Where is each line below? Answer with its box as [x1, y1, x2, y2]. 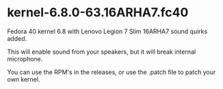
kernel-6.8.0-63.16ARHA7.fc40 [7, 5, 189, 20]
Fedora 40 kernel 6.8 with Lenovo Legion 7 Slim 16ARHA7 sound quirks [7, 27, 208, 35]
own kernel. [7, 75, 40, 83]
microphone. [7, 54, 43, 63]
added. [7, 34, 27, 42]
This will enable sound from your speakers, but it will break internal [7, 48, 196, 56]
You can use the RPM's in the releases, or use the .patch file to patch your [7, 68, 216, 76]
